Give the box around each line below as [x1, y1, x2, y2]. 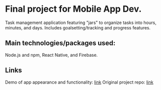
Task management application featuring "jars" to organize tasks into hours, [5, 20, 157, 25]
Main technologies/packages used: [5, 39, 116, 47]
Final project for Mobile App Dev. [5, 3, 142, 15]
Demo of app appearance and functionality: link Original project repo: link [5, 79, 154, 85]
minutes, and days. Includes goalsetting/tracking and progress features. [5, 24, 151, 30]
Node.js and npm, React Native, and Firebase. [5, 52, 98, 58]
